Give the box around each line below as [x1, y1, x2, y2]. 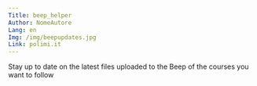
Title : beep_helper [8, 11, 72, 20]
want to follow [8, 70, 54, 80]
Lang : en [8, 26, 37, 34]
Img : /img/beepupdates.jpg [8, 33, 97, 41]
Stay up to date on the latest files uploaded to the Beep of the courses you [8, 62, 249, 71]
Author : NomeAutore [8, 19, 72, 27]
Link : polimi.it [8, 41, 61, 48]
